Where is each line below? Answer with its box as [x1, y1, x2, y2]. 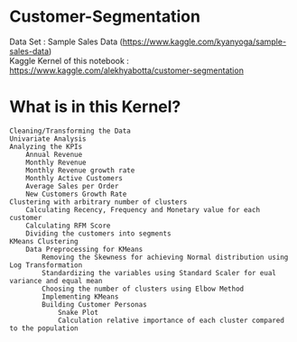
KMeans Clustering [9, 236, 79, 245]
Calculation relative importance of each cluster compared [57, 316, 284, 325]
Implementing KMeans [42, 291, 119, 301]
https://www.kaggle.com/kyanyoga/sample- [122, 36, 287, 47]
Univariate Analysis [9, 134, 88, 143]
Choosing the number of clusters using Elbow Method [42, 284, 245, 293]
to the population [9, 323, 79, 333]
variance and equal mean [9, 276, 103, 285]
